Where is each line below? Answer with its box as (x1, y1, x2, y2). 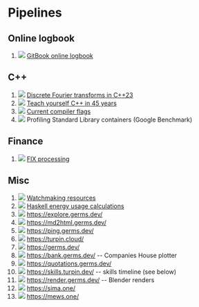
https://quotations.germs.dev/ (26, 259, 112, 268)
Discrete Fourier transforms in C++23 (26, 91, 133, 99)
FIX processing (26, 154, 70, 163)
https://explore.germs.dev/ (26, 210, 103, 218)
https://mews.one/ (26, 292, 79, 301)
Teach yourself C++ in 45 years (26, 99, 117, 107)
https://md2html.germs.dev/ (26, 218, 106, 227)
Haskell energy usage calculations (26, 202, 124, 210)
